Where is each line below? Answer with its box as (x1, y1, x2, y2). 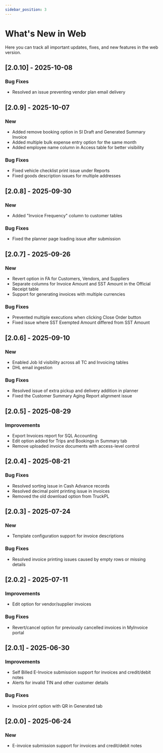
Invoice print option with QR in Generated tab (12, 703, 103, 709)
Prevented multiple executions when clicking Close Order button (12, 315, 142, 320)
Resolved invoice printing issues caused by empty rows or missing (12, 556, 146, 562)
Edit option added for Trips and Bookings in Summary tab (12, 438, 127, 444)
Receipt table (12, 286, 39, 292)
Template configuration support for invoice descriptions (12, 533, 124, 539)
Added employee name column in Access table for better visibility (12, 144, 145, 150)
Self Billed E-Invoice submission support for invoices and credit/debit (12, 669, 151, 675)
